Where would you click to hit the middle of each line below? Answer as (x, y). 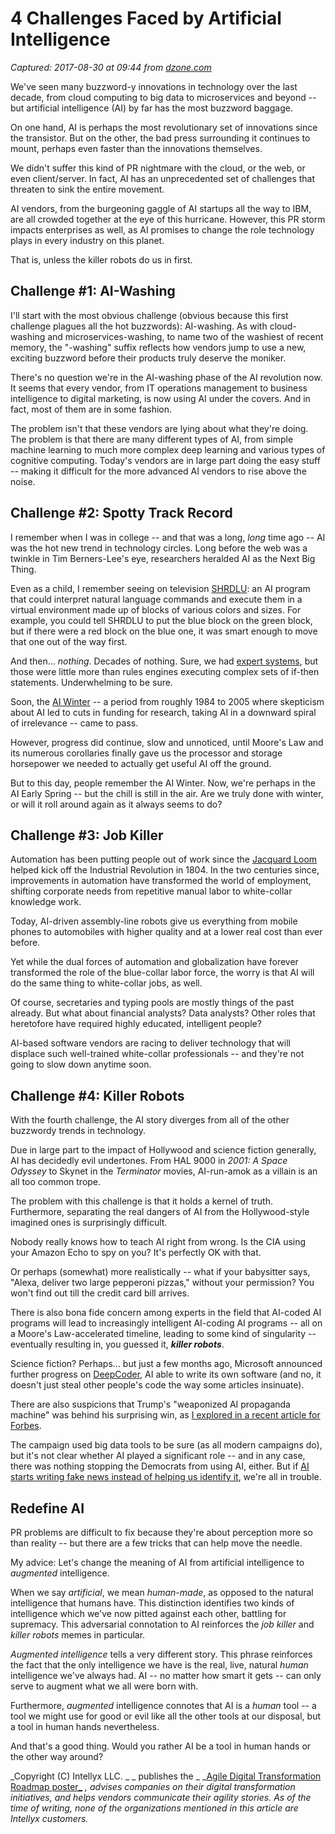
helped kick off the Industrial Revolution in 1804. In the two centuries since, (165, 870)
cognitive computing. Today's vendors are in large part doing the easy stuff (165, 460)
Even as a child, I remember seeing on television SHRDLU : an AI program (160, 588)
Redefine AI (47, 1508)
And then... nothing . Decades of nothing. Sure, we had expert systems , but (164, 661)
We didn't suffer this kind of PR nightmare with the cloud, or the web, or (158, 168)
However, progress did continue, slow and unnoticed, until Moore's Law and (167, 742)
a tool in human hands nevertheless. (85, 1726)
